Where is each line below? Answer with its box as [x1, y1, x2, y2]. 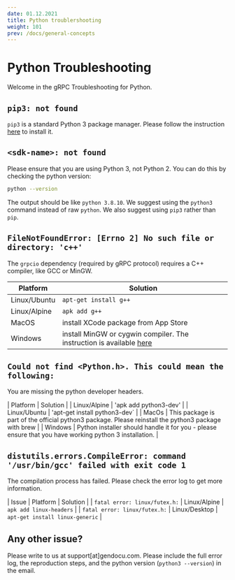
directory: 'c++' [7, 242, 83, 252]
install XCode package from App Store [62, 317, 188, 327]
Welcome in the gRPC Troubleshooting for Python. [7, 83, 152, 92]
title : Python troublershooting [7, 17, 101, 24]
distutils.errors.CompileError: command [7, 451, 187, 461]
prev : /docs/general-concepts [7, 29, 96, 37]
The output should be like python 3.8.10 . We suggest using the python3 [7, 198, 213, 206]
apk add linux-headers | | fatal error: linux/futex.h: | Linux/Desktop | [7, 505, 218, 514]
